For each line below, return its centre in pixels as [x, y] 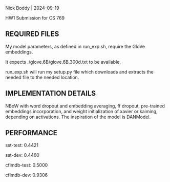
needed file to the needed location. [42, 77]
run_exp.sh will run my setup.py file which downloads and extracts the [79, 71]
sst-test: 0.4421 [22, 145]
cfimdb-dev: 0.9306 [26, 175]
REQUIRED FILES [32, 34]
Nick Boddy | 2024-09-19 [33, 8]
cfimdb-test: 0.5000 [27, 165]
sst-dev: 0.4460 [22, 155]
